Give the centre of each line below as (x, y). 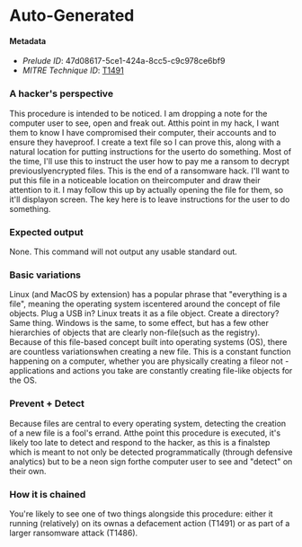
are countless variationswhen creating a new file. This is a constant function (150, 352)
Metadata (28, 40)
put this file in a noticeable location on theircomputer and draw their (135, 180)
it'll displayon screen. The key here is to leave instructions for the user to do (150, 199)
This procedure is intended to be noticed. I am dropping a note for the (138, 113)
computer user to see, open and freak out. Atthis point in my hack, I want (144, 123)
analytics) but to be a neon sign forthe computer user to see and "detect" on (151, 461)
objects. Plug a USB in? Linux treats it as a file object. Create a (124, 313)
